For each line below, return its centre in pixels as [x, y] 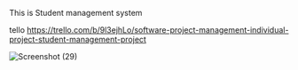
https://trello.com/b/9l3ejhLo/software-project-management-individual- [157, 30]
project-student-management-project [78, 39]
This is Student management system [76, 13]
